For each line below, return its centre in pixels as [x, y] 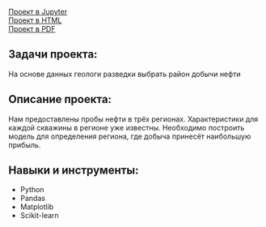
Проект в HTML [35, 20]
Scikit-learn [39, 216]
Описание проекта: [60, 99]
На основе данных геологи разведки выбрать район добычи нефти [125, 74]
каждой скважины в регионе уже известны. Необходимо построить [127, 127]
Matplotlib [37, 207]
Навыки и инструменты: [74, 171]
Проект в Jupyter [38, 12]
